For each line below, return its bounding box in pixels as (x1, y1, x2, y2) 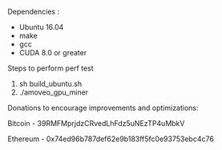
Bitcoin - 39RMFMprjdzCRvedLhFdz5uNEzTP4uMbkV (7, 119, 185, 128)
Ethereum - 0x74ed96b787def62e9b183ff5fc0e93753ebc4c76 (7, 134, 214, 144)
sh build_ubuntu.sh (18, 79, 82, 88)
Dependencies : (7, 7, 60, 16)
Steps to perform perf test (7, 63, 94, 73)
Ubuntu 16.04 (18, 22, 64, 31)
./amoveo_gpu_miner (18, 87, 89, 97)
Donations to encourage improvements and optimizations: (7, 103, 199, 112)
